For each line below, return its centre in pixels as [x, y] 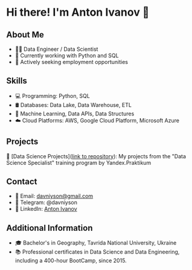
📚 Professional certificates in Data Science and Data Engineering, [97, 252]
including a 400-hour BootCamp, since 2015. [71, 261]
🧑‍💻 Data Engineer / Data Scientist [56, 49]
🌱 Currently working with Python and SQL [67, 56]
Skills [17, 81]
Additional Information [50, 228]
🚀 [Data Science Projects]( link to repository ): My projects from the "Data [96, 156]
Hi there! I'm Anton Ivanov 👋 [78, 12]
